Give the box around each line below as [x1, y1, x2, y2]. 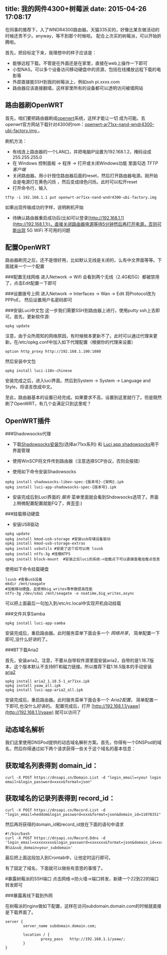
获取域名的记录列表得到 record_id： [5, 794, 115, 802]
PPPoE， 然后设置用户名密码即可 [5, 297, 73, 303]
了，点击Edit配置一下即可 [5, 280, 57, 286]
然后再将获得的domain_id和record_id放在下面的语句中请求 [5, 821, 124, 827]
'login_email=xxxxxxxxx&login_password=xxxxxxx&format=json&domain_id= [5, 840, 157, 845]
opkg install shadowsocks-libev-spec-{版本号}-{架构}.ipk [5, 479, 124, 484]
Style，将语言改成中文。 [5, 384, 55, 390]
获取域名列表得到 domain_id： [5, 762, 98, 770]
